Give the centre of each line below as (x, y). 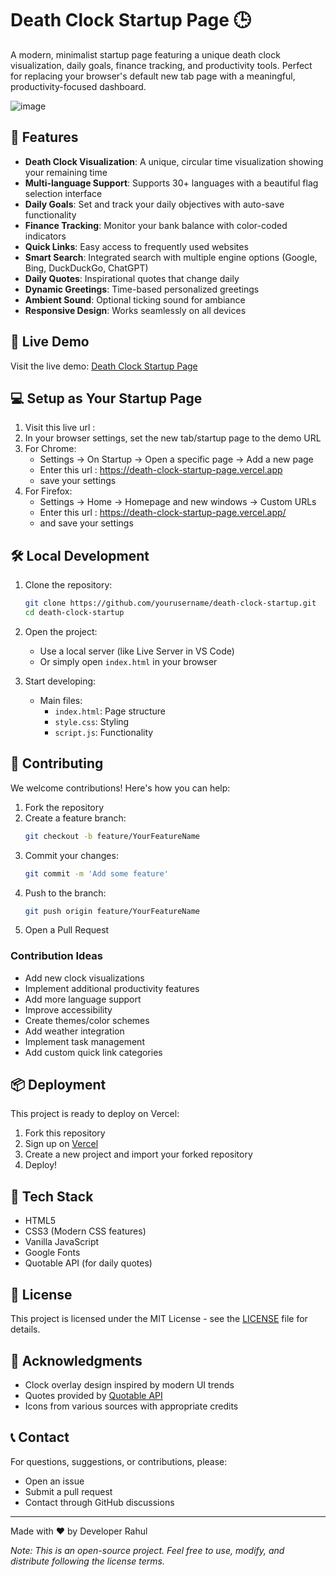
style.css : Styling (92, 721)
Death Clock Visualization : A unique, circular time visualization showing (174, 161)
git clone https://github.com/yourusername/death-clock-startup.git (170, 603)
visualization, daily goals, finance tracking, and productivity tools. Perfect (161, 65)
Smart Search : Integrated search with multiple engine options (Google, (171, 257)
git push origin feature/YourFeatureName (112, 911)
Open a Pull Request (67, 930)
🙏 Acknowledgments (76, 1360)
